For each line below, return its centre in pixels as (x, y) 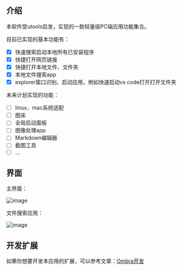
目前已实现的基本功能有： (38, 39)
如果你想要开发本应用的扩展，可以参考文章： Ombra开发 (75, 261)
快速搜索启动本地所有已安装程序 (54, 52)
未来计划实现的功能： (32, 95)
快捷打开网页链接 (36, 60)
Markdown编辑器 (36, 138)
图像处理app (30, 130)
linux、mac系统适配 (39, 108)
